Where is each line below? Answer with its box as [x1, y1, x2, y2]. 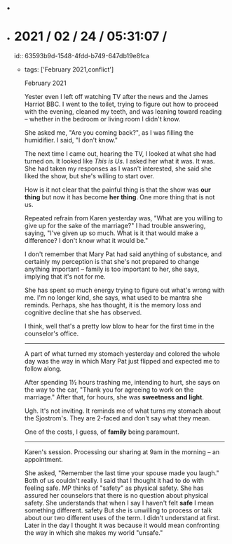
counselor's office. [24, 329, 79, 338]
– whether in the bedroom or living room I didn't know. [24, 114, 181, 123]
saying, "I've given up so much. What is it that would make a [24, 229, 198, 237]
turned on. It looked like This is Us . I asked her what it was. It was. [24, 157, 215, 165]
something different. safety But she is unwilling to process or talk [24, 506, 212, 515]
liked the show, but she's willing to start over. [24, 171, 154, 180]
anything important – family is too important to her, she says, [24, 265, 200, 273]
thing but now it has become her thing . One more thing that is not [24, 192, 215, 201]
